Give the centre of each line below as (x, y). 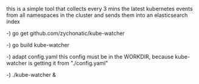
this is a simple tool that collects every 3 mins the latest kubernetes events (100, 9)
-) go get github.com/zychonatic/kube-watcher (65, 33)
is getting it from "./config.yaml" (68, 63)
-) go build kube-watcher (38, 45)
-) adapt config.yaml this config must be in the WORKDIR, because (90, 57)
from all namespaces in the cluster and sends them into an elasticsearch (97, 15)
